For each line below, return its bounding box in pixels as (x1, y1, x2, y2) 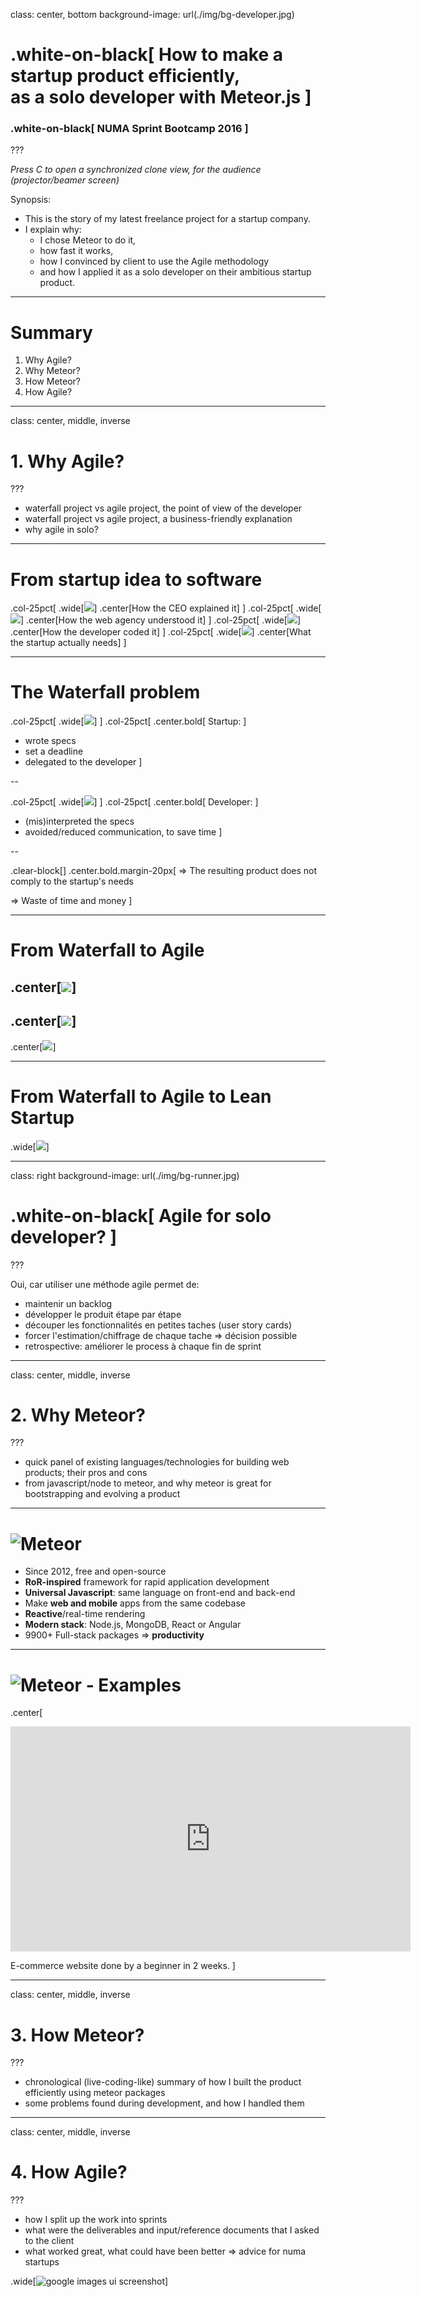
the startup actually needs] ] (10, 637, 127, 649)
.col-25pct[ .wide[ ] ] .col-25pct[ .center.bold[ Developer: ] (10, 796, 259, 808)
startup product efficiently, (10, 65, 241, 88)
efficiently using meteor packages (24, 2087, 166, 2099)
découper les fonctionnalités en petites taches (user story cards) (24, 1319, 292, 1331)
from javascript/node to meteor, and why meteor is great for (24, 1477, 272, 1489)
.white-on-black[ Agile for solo (10, 1204, 272, 1227)
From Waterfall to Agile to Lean (10, 1085, 272, 1108)
